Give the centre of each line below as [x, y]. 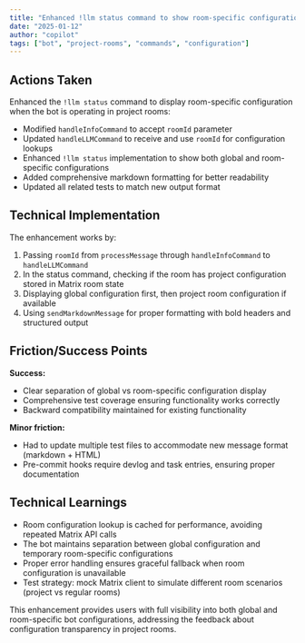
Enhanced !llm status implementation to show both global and [141, 158]
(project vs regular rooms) [71, 592]
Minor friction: [37, 427]
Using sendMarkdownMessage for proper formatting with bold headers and [157, 312]
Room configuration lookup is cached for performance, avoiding [143, 524]
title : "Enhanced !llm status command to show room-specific [128, 18]
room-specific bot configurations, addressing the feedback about [132, 619]
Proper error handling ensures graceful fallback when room [133, 563]
